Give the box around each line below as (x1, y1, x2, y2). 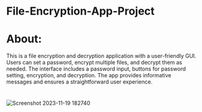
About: (6, 32, 42, 46)
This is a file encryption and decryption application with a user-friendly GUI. (6, 52, 197, 60)
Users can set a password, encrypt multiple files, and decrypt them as (6, 59, 183, 66)
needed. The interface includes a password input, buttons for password (6, 65, 186, 72)
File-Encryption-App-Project (6, 4, 155, 18)
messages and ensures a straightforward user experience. (6, 78, 153, 86)
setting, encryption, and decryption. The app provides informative (6, 72, 172, 79)
